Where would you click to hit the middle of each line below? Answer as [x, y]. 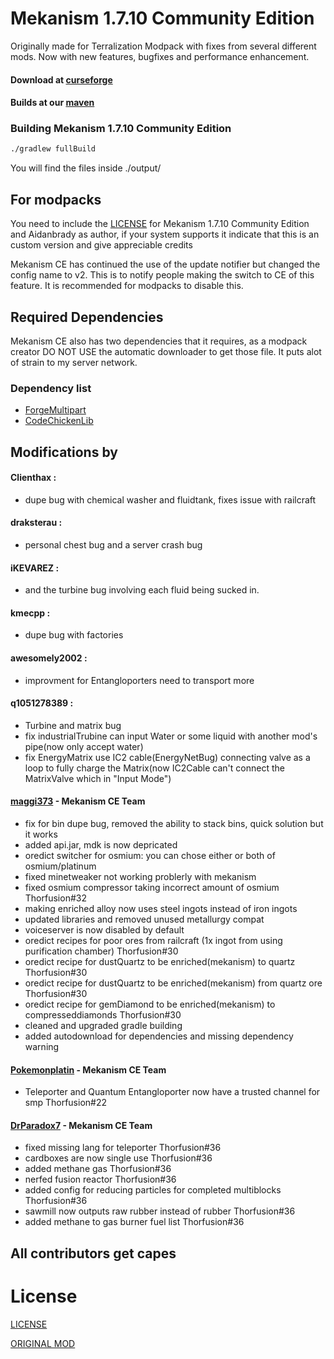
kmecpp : [30, 613]
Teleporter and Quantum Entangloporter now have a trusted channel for [172, 1092]
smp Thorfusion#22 [66, 1103]
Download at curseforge [61, 79]
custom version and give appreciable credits [101, 245]
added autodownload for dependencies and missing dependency [159, 1036]
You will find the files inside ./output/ [86, 168]
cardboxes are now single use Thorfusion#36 [118, 1158]
